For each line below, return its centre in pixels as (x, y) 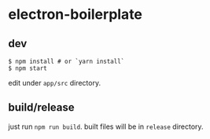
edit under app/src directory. (54, 83)
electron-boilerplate (76, 15)
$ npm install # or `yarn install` (66, 61)
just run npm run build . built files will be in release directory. (106, 126)
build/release (41, 108)
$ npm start (28, 68)
